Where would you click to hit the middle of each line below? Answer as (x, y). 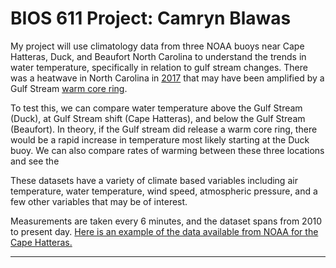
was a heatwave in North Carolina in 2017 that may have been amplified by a (167, 78)
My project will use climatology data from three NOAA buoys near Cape (157, 46)
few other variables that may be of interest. (99, 201)
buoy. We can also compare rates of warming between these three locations (167, 150)
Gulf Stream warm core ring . (69, 88)
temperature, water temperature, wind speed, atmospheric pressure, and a (164, 191)
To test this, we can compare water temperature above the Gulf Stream (156, 108)
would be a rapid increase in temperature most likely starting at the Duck (160, 139)
